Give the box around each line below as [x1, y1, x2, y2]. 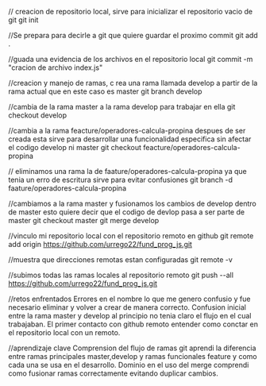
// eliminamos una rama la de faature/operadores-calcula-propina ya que [8, 167, 248, 176]
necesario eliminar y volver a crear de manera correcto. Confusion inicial [8, 303, 246, 312]
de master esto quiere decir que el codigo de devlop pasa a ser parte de [8, 207, 245, 217]
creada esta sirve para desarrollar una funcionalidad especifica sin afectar [8, 134, 252, 144]
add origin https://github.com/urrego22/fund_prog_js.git [8, 240, 193, 249]
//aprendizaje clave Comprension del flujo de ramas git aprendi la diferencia [8, 343, 256, 353]
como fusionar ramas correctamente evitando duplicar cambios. [8, 369, 218, 378]
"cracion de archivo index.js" [8, 63, 103, 72]
